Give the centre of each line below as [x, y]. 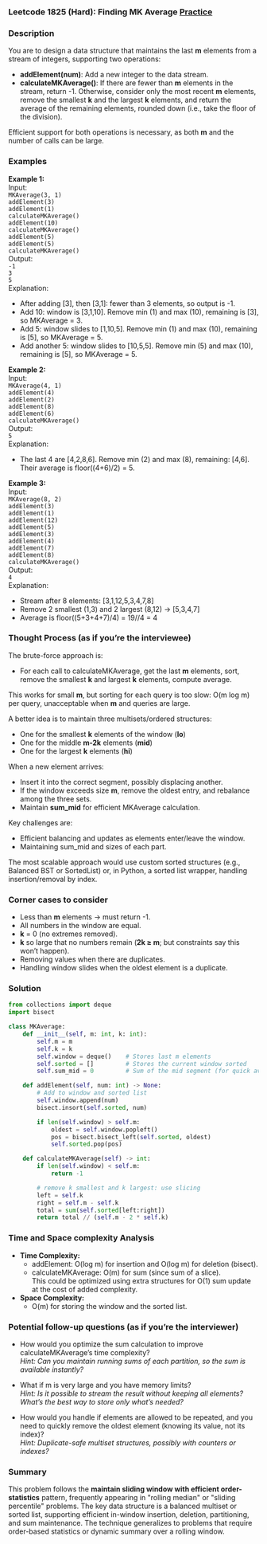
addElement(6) [32, 413]
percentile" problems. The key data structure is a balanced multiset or [122, 1506]
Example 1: [27, 178]
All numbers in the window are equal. [80, 926]
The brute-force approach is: [56, 655]
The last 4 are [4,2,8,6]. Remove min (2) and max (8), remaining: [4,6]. [135, 459]
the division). [41, 117]
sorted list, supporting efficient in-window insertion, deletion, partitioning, [129, 1515]
